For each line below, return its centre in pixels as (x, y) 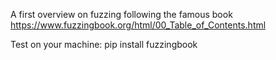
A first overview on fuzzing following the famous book (121, 14)
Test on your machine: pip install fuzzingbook (104, 44)
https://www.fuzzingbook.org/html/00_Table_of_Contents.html (138, 25)
